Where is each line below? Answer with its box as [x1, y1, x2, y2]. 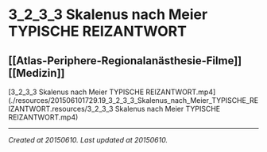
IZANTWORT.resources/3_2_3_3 [8, 104, 114, 113]
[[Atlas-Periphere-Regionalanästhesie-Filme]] [8, 54, 242, 67]
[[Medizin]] [8, 66, 65, 80]
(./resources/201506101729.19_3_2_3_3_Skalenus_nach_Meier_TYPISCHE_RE [8, 96, 259, 104]
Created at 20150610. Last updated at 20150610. [8, 135, 168, 144]
